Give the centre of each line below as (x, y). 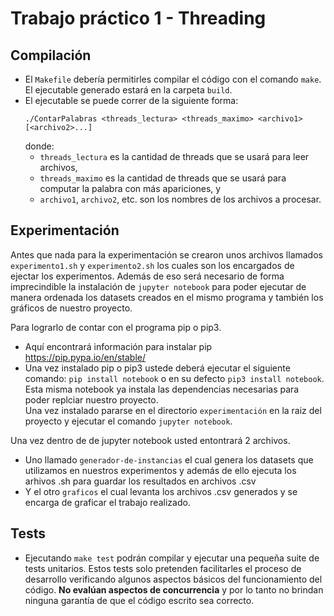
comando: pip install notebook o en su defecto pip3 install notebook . (174, 378)
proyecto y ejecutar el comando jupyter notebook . (128, 421)
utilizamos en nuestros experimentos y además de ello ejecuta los (160, 470)
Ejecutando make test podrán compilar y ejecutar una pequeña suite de (172, 558)
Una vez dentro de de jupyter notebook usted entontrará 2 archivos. (150, 440)
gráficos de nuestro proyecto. (71, 308)
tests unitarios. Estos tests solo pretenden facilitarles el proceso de (163, 568)
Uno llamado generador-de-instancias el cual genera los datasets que (169, 459)
